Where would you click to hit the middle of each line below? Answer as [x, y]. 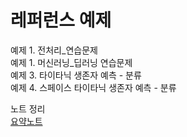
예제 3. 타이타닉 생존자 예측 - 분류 [76, 75]
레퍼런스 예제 [61, 20]
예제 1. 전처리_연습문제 [54, 50]
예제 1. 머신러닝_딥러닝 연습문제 [71, 62]
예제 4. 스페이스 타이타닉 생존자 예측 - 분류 [93, 87]
